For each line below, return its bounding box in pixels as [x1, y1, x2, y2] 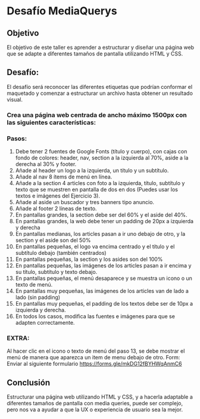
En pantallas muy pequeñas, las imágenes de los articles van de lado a [15, 288, 189, 295]
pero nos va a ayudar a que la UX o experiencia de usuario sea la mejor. [7, 406, 183, 413]
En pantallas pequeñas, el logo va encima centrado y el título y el [15, 243, 175, 250]
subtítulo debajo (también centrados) [15, 249, 107, 257]
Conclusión [7, 377, 51, 387]
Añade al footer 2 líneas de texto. [15, 205, 97, 212]
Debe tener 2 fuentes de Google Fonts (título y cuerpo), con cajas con [15, 148, 187, 155]
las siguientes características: [7, 118, 96, 127]
